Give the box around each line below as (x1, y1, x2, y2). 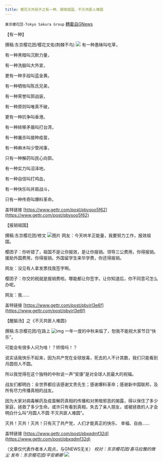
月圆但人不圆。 (5, 361, 35, 366)
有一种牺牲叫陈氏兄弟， (5, 83, 52, 89)
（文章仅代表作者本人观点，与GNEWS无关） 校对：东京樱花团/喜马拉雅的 (5, 446, 151, 452)
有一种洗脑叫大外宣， (5, 62, 48, 68)
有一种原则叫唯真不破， (5, 103, 52, 109)
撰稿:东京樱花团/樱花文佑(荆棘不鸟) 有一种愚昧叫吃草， (5, 42, 120, 48)
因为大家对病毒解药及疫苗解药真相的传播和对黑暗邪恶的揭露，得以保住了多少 (5, 397, 158, 403)
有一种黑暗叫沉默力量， (5, 52, 52, 58)
